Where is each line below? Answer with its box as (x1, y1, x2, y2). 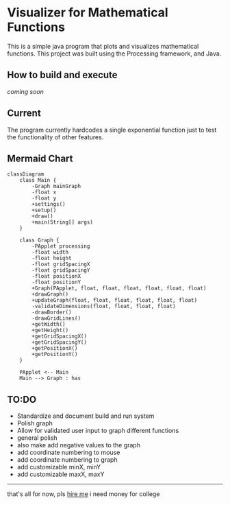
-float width (31, 249, 69, 256)
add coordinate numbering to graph (16, 456, 118, 464)
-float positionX (31, 273, 81, 280)
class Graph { (19, 237, 60, 244)
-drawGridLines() (31, 315, 81, 322)
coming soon (7, 87, 44, 95)
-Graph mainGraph (31, 183, 81, 190)
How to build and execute (7, 69, 118, 81)
